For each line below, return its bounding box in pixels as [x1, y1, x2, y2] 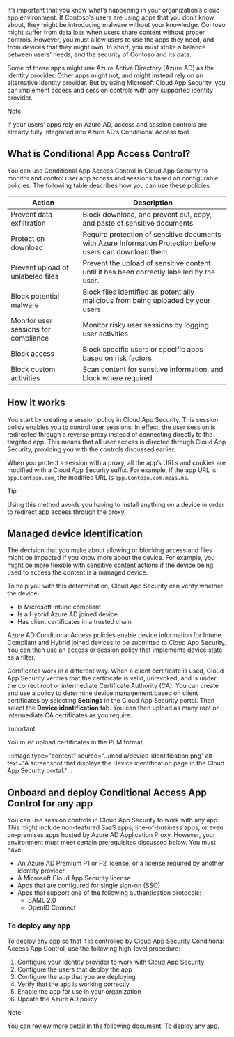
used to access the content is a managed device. [7, 568, 148, 577]
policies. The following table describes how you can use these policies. [7, 181, 212, 189]
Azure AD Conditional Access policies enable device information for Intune [7, 631, 221, 639]
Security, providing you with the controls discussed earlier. [7, 445, 176, 453]
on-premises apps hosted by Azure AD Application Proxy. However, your [7, 831, 216, 839]
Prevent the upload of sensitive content [82, 258, 211, 267]
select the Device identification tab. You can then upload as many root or [7, 703, 219, 712]
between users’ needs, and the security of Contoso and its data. [7, 50, 192, 59]
